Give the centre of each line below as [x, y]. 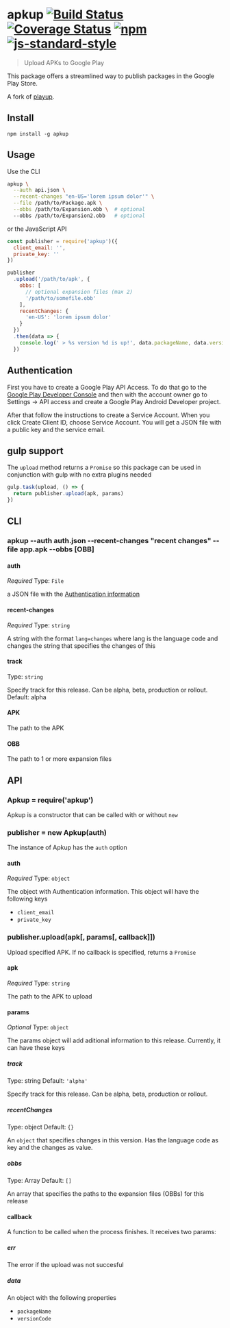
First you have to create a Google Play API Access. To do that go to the [107, 387]
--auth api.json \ [40, 190]
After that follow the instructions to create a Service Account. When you [108, 415]
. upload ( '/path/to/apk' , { [52, 279]
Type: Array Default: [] [39, 1181]
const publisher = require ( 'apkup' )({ [62, 241]
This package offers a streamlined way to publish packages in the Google [111, 76]
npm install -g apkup [38, 134]
